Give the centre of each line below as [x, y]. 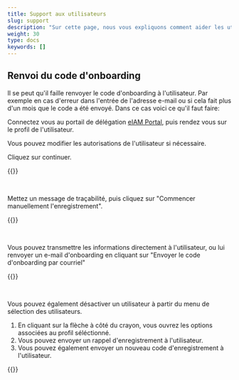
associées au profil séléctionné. [64, 332]
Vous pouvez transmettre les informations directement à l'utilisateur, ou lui [116, 247]
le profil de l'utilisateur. [41, 130]
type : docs [23, 41]
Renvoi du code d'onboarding [74, 76]
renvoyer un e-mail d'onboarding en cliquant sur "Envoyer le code [104, 255]
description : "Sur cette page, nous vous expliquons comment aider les [116, 27]
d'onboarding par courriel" [46, 262]
